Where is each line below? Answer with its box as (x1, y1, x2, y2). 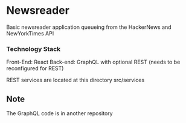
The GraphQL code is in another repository (6, 110, 113, 117)
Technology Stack (6, 44, 61, 53)
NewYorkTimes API (6, 29, 54, 37)
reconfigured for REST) (6, 65, 64, 72)
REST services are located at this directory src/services (6, 76, 145, 84)
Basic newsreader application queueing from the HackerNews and (6, 23, 172, 31)
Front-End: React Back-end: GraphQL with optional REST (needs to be (6, 58, 181, 66)
